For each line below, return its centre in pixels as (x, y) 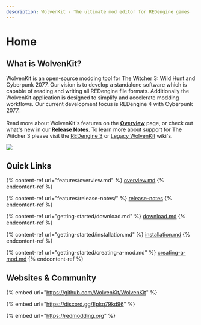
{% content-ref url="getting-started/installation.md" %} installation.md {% (98, 235)
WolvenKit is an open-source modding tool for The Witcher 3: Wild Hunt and (101, 78)
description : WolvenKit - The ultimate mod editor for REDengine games (98, 12)
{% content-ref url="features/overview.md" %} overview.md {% (85, 181)
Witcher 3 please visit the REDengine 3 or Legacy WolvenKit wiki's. (89, 135)
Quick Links (29, 166)
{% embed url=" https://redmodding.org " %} (61, 316)
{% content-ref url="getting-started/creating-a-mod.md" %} (81, 253)
